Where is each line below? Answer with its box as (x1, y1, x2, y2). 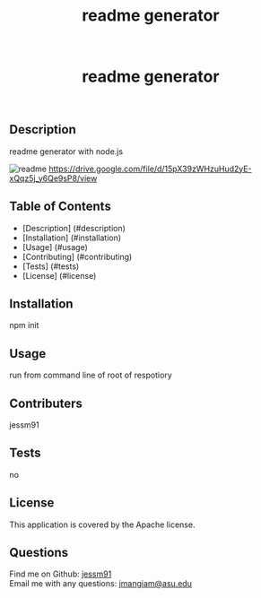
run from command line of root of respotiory (9, 369, 172, 381)
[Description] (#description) (22, 222, 126, 233)
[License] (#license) (22, 270, 97, 281)
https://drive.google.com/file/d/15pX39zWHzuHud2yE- (48, 163, 253, 174)
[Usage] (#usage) (22, 241, 88, 252)
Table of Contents (9, 199, 112, 214)
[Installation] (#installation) (22, 232, 122, 243)
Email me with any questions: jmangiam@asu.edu (9, 578, 193, 589)
